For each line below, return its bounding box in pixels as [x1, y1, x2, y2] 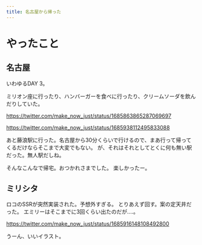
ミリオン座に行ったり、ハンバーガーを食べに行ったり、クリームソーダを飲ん [6, 92, 196, 100]
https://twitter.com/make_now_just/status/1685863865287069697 [6, 112, 172, 119]
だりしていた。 [6, 100, 43, 107]
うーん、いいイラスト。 [6, 233, 65, 240]
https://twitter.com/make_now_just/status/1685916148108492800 [6, 220, 170, 227]
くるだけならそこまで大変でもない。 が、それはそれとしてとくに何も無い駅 [6, 144, 192, 151]
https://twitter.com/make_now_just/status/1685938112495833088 [6, 124, 170, 131]
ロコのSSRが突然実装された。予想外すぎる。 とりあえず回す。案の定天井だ [6, 200, 192, 208]
